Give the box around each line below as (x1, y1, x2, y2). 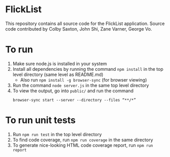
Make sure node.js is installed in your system (12, 60, 107, 67)
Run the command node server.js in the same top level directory (12, 82, 149, 88)
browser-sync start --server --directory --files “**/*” (12, 97, 136, 102)
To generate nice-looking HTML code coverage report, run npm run (12, 142, 154, 148)
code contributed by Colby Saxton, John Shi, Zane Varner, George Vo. (5, 25, 152, 32)
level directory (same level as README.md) (12, 71, 103, 77)
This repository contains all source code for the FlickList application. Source (5, 20, 165, 27)
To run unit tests (5, 115, 76, 126)
